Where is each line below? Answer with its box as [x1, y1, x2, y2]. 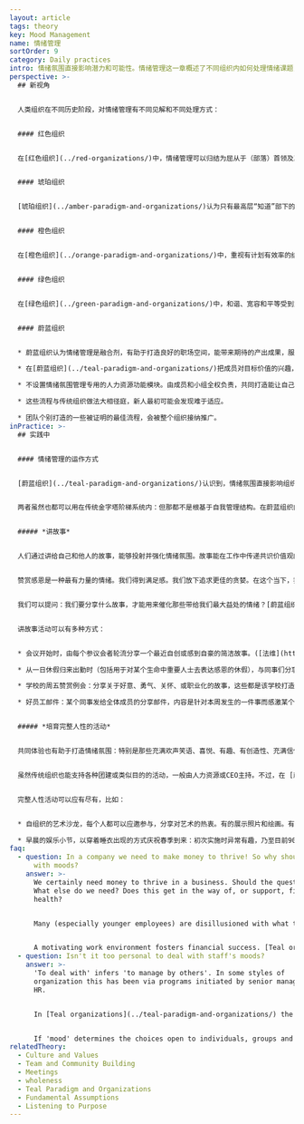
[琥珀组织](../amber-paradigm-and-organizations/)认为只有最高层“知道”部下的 [17, 202, 296, 211]
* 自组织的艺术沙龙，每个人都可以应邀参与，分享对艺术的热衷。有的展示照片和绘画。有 [17, 819, 296, 828]
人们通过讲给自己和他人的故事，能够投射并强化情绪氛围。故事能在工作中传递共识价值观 [17, 552, 294, 561]
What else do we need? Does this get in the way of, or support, [33, 886, 285, 896]
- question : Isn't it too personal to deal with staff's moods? [17, 952, 265, 961]
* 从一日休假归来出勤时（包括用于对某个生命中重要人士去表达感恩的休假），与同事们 [17, 665, 285, 674]
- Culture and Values [17, 1051, 100, 1061]
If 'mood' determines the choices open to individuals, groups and [33, 1034, 294, 1043]
